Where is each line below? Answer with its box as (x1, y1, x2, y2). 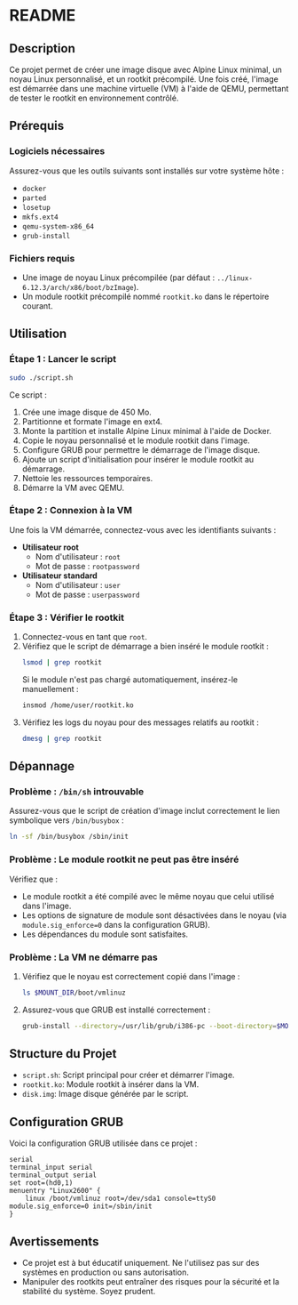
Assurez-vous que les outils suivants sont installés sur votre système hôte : (9, 165, 285, 176)
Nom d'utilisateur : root (35, 551, 122, 561)
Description (9, 41, 75, 56)
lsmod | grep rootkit (21, 658, 103, 667)
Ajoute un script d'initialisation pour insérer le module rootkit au (21, 454, 255, 464)
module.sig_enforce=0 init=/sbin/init (9, 1202, 153, 1211)
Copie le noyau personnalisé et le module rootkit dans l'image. (21, 435, 250, 446)
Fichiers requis (9, 252, 75, 264)
